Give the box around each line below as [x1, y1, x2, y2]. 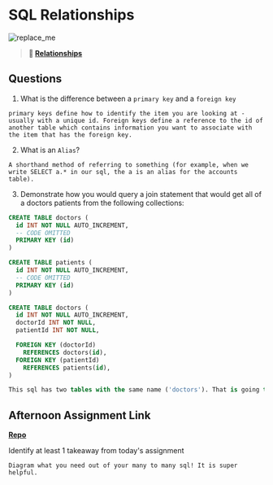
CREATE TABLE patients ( [8, 259, 93, 267]
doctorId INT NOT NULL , [15, 319, 96, 327]
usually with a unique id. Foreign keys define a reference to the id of [8, 116, 264, 125]
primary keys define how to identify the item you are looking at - [8, 109, 245, 117]
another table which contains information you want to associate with [8, 124, 253, 132]
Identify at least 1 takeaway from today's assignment [8, 446, 184, 456]
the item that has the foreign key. [8, 130, 132, 139]
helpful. [8, 469, 38, 477]
